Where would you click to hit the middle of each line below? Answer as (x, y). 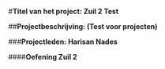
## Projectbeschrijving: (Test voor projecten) (83, 26)
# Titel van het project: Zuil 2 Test (64, 11)
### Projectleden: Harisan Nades (63, 42)
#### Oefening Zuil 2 (43, 57)
